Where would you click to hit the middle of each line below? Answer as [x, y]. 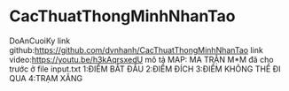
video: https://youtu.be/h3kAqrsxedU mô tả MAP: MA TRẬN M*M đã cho [141, 59]
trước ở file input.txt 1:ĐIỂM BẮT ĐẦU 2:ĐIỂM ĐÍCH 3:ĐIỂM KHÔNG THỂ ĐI [145, 69]
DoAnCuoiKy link [40, 41]
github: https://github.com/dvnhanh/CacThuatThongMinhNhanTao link [136, 49]
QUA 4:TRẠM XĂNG [46, 78]
